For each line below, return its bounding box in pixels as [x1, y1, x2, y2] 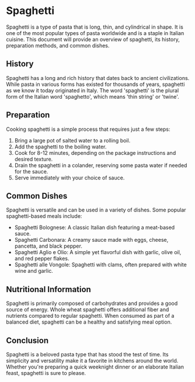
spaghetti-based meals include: [6, 213, 82, 220]
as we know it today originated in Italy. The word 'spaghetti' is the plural [6, 86, 179, 94]
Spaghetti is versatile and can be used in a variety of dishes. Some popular [6, 206, 186, 214]
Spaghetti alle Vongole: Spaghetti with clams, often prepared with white [14, 261, 187, 268]
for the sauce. [14, 168, 48, 175]
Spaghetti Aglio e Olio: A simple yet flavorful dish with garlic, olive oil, [14, 249, 182, 256]
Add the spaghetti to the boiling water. [14, 143, 107, 150]
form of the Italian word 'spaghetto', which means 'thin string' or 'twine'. [6, 93, 179, 100]
